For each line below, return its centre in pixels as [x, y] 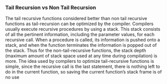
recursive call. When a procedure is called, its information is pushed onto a [82, 40]
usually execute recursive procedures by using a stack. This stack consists [83, 29]
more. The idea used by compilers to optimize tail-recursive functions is [80, 61]
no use [12, 77]
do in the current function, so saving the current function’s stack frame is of [83, 72]
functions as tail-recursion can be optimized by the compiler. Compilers [79, 24]
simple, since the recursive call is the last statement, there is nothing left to [82, 66]
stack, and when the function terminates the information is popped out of [81, 45]
